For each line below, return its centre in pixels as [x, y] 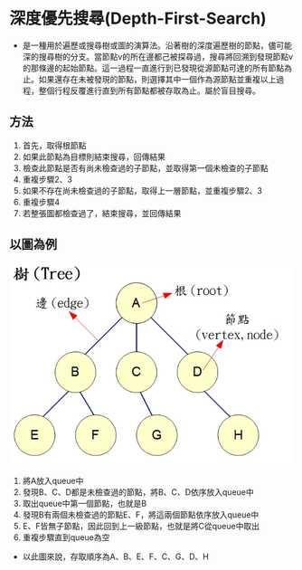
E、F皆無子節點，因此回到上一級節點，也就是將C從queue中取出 [141, 527]
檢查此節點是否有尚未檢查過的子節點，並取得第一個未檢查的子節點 [145, 167]
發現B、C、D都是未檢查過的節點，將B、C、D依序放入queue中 [138, 492]
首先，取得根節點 [54, 145]
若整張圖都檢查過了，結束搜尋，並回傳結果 [102, 213]
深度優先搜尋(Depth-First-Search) [138, 19]
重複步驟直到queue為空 [66, 537]
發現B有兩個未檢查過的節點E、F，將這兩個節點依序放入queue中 [141, 515]
